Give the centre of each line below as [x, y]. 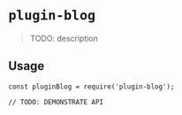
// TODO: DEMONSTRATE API [56, 102]
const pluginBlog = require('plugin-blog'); [91, 87]
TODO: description [64, 38]
